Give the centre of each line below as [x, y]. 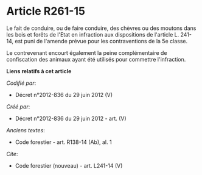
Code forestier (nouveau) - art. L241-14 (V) [69, 165]
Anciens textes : [26, 130]
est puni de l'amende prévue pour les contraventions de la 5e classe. [101, 41]
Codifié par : [21, 83]
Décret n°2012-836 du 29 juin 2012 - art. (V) [71, 118]
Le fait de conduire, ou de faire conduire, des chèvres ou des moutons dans [101, 28]
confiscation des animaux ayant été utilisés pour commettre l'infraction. [96, 59]
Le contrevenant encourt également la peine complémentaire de [87, 52]
